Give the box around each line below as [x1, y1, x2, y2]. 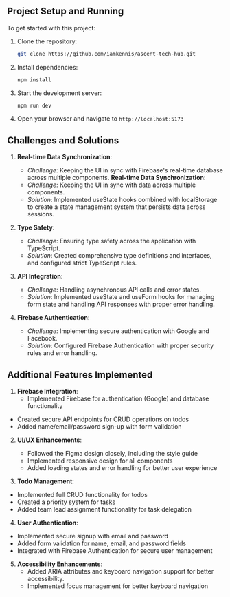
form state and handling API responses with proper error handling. [27, 300, 215, 309]
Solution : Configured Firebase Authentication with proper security [27, 341, 214, 350]
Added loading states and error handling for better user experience [27, 464, 218, 472]
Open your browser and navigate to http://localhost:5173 [16, 114, 184, 123]
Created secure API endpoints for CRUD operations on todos [16, 415, 189, 423]
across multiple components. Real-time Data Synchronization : [27, 174, 206, 182]
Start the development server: [16, 89, 102, 97]
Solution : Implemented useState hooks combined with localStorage [27, 196, 218, 204]
